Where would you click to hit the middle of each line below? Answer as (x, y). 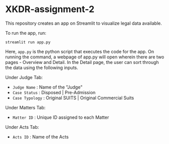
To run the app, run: (26, 33)
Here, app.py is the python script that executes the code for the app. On (80, 51)
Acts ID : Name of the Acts (41, 136)
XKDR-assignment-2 (50, 9)
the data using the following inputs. (42, 67)
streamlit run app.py (28, 42)
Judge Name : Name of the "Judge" (47, 87)
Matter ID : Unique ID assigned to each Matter (61, 117)
